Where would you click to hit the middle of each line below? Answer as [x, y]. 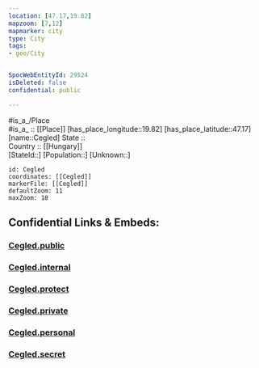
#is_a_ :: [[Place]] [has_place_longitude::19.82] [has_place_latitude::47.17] [130, 129]
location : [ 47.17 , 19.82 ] [50, 16]
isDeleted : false [38, 82]
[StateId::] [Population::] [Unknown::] [69, 154]
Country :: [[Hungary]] [46, 146]
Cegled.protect [39, 289]
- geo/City [27, 53]
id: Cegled [27, 169]
